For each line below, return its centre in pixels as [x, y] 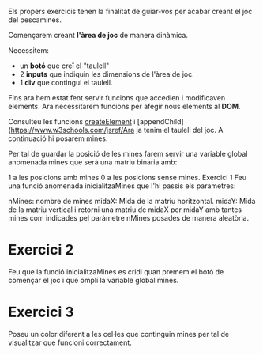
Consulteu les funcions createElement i [72, 121]
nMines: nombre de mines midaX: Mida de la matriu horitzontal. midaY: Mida [132, 201]
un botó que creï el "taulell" [64, 66]
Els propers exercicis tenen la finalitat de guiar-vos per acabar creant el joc [130, 11]
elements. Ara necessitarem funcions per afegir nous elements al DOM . [124, 106]
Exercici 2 [41, 250]
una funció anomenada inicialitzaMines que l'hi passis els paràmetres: [122, 186]
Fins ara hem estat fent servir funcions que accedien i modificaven [117, 98]
